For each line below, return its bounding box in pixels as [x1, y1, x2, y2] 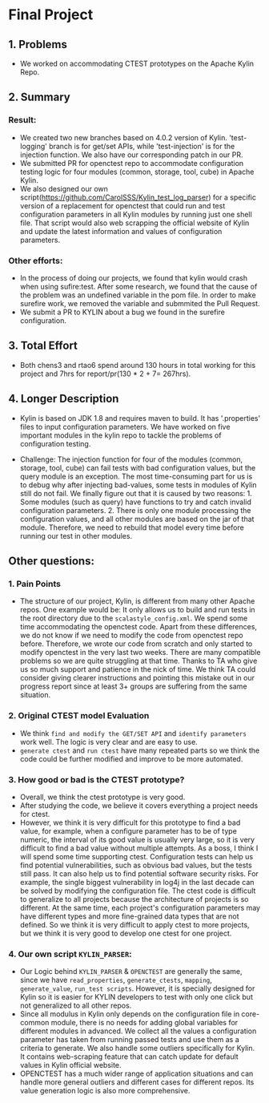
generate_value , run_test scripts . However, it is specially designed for [19, 984, 255, 993]
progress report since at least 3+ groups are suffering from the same [19, 681, 247, 691]
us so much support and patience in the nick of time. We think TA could [19, 665, 256, 674]
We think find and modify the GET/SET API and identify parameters [19, 728, 247, 738]
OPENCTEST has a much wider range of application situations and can [19, 1069, 254, 1079]
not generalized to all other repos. [19, 1000, 132, 1011]
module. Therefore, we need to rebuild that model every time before [19, 523, 244, 532]
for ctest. [19, 809, 50, 818]
